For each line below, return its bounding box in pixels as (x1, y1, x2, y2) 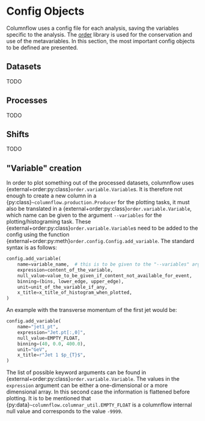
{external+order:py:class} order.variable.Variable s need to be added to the (6, 224, 198, 232)
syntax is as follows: (6, 244, 57, 251)
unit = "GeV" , (17, 346, 48, 353)
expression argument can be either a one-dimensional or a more (6, 382, 168, 389)
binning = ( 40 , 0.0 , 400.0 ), (17, 341, 86, 347)
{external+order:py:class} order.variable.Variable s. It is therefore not (6, 186, 183, 193)
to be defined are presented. (6, 44, 78, 51)
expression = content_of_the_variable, (17, 267, 113, 273)
